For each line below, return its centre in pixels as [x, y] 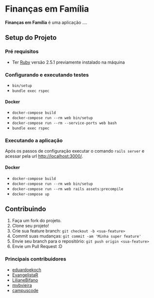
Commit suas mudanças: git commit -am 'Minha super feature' [77, 236]
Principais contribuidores [36, 259]
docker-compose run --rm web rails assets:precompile [68, 189]
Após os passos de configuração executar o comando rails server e [75, 151]
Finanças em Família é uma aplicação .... [46, 22]
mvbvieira [22, 285]
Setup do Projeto [31, 38]
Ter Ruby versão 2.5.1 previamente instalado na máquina [68, 62]
